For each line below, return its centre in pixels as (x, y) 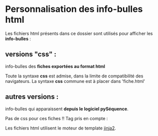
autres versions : (32, 97)
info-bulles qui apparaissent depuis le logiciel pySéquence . (67, 109)
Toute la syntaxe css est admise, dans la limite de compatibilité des (74, 76)
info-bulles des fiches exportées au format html (55, 66)
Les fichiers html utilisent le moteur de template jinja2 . (61, 128)
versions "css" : (31, 54)
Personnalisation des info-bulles (74, 9)
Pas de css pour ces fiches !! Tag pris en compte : (57, 118)
